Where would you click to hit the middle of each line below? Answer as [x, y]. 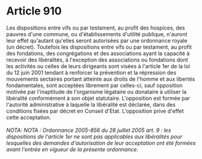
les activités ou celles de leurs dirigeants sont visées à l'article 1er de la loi [98, 66]
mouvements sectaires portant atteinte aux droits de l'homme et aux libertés [101, 79]
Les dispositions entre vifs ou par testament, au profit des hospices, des [96, 28]
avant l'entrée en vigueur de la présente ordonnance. [72, 149]
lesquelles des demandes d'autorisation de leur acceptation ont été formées [101, 143]
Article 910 [34, 11]
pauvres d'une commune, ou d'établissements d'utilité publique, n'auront [97, 34]
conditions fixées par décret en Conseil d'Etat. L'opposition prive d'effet [95, 111]
